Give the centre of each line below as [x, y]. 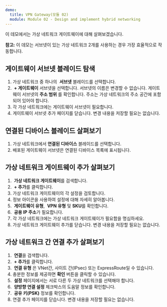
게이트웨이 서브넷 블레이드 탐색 [50, 69]
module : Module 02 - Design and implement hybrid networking [75, 19]
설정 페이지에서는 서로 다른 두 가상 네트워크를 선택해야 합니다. [74, 280]
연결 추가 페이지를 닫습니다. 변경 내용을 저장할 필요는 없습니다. [73, 299]
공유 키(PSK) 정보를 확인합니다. [45, 293]
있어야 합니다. [35, 101]
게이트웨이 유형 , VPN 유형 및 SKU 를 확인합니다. [61, 206]
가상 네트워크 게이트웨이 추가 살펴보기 [60, 168]
